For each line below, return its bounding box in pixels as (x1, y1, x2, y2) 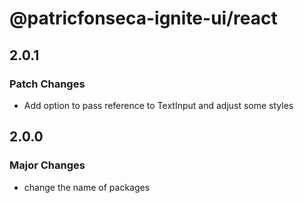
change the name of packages (23, 181, 151, 193)
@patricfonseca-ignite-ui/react (9, 7, 278, 30)
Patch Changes (9, 77, 86, 91)
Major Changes (9, 158, 86, 172)
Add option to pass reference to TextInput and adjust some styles (23, 99, 294, 111)
